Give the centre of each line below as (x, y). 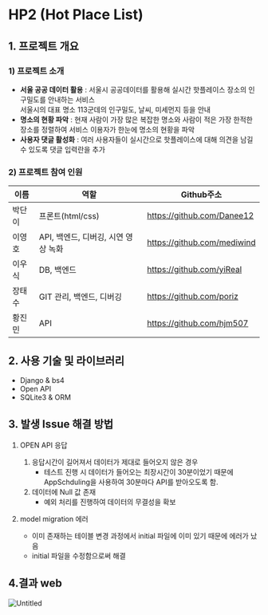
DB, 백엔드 (58, 270)
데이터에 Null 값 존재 (64, 491)
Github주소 (201, 195)
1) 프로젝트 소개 (36, 71)
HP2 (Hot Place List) (76, 15)
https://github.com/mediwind (201, 242)
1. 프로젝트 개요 (44, 46)
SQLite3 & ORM (45, 397)
